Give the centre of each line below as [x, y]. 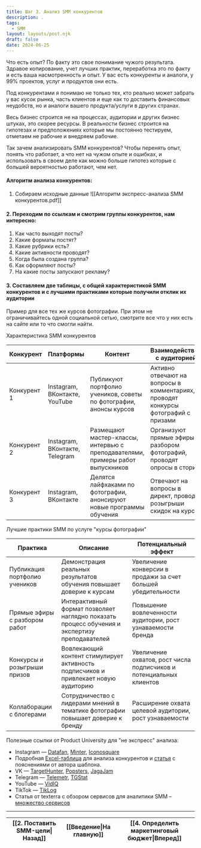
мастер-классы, [114, 437]
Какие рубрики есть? [42, 247]
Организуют [168, 430]
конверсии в [150, 569]
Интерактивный [84, 601]
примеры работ [113, 460]
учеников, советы [116, 394]
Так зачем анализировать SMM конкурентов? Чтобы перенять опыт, [94, 148]
